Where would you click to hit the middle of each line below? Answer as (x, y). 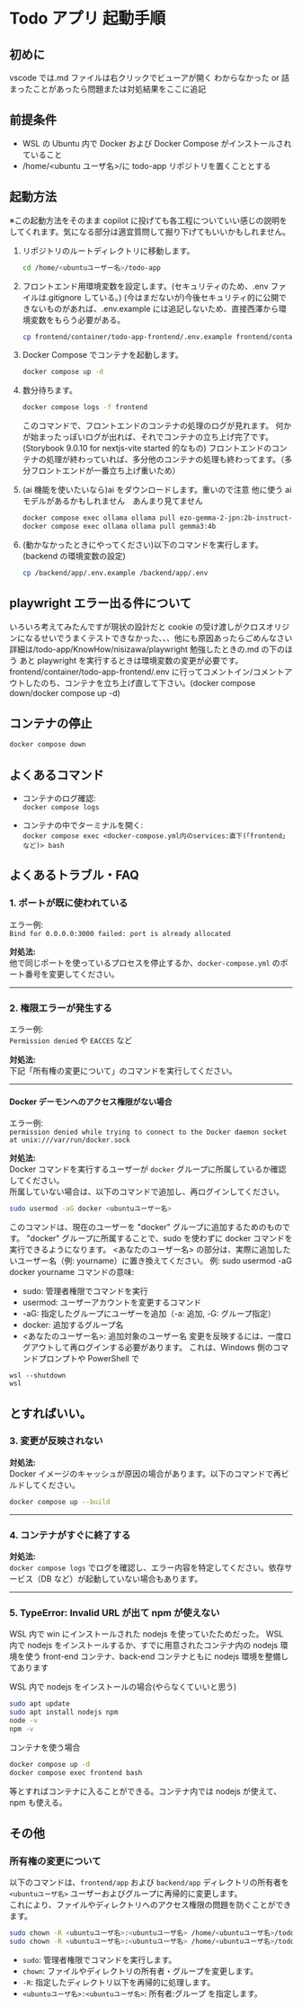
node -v (24, 1721)
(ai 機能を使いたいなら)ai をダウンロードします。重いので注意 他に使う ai (157, 490)
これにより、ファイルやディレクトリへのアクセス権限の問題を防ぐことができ (151, 1905)
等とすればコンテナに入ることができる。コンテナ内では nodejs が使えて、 (145, 1791)
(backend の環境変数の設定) (74, 556)
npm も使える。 (38, 1802)
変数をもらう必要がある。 (78, 319)
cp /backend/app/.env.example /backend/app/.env (115, 573)
